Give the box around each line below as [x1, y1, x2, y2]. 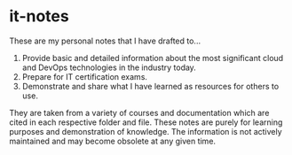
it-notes [9, 6, 69, 27]
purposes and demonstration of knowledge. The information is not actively [9, 126, 282, 136]
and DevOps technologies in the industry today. [21, 62, 197, 73]
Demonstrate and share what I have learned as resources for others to [21, 81, 280, 91]
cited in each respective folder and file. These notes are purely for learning [9, 117, 283, 128]
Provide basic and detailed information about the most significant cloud [21, 52, 284, 63]
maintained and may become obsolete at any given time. [9, 136, 216, 146]
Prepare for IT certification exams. [21, 71, 148, 81]
